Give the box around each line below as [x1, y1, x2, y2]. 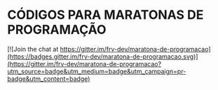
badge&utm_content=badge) [7, 74, 90, 83]
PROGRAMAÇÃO [7, 22, 107, 38]
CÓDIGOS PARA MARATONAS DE [7, 7, 204, 23]
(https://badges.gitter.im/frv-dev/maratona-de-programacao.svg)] [7, 52, 198, 61]
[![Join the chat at [7, 45, 59, 53]
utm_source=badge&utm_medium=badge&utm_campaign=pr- [7, 67, 186, 75]
